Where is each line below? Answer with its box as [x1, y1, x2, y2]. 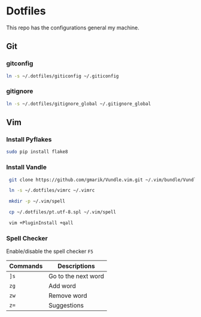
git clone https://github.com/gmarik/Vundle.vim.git [8, 177, 144, 183]
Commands [9, 262, 43, 270]
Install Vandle [6, 163, 47, 171]
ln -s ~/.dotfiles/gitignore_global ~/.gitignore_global [6, 101, 151, 107]
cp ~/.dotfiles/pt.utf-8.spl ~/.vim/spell [8, 209, 117, 215]
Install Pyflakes [6, 135, 52, 143]
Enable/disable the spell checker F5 [6, 247, 94, 255]
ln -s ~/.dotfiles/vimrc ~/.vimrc [8, 188, 95, 194]
